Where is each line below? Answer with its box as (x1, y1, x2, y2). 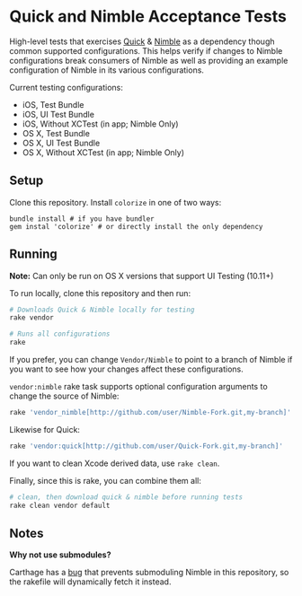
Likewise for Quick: (9, 424, 81, 434)
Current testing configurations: (9, 82, 124, 92)
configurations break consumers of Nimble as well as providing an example (9, 55, 289, 66)
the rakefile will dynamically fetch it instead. (9, 576, 172, 587)
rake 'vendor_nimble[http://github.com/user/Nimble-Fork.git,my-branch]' (9, 408, 292, 417)
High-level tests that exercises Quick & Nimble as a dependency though (9, 36, 276, 47)
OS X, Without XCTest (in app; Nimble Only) (22, 146, 185, 158)
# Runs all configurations (9, 329, 111, 338)
